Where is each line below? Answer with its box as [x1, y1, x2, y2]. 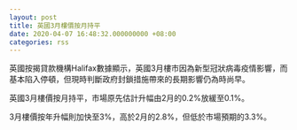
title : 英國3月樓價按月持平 [9, 21, 101, 30]
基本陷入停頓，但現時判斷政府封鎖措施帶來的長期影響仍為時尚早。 [9, 74, 250, 85]
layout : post [9, 12, 58, 22]
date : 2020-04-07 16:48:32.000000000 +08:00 [9, 29, 176, 38]
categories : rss [9, 37, 69, 47]
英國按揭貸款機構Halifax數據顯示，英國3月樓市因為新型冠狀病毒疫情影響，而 [9, 63, 288, 73]
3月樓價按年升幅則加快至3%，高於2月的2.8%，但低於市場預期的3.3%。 [9, 111, 272, 122]
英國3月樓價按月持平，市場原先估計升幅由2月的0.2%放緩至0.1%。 [9, 93, 250, 103]
